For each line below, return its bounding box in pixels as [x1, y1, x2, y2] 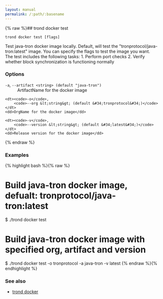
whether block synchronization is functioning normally [5, 59, 115, 64]
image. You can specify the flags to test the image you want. [28, 48, 150, 54]
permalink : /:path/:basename [5, 12, 64, 17]
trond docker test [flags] [5, 35, 60, 40]
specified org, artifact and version [5, 244, 146, 256]
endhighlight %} [5, 265, 38, 271]
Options [5, 71, 24, 78]
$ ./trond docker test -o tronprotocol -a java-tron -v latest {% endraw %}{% [5, 260, 158, 266]
